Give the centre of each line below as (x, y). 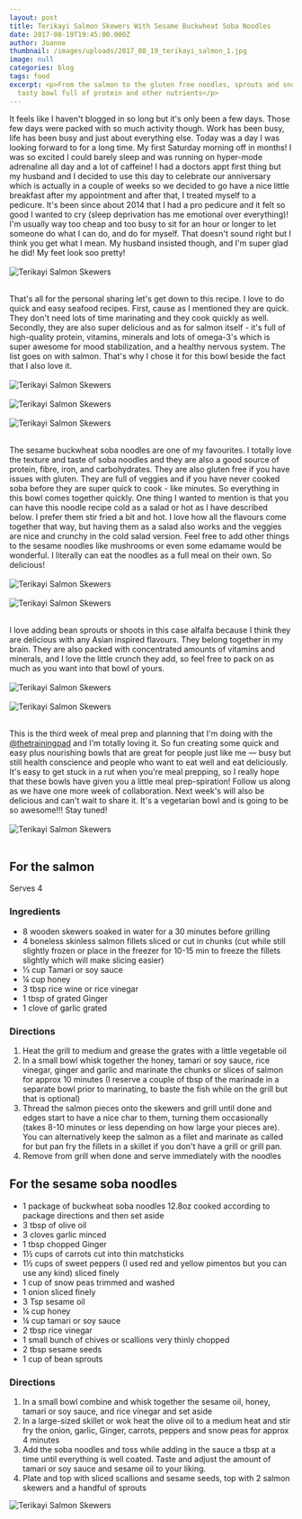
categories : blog (42, 68)
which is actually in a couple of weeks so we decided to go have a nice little (150, 185)
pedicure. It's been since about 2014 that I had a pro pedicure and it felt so (147, 204)
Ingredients (35, 912)
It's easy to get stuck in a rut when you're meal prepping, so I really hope (145, 771)
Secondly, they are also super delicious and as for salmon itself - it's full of (147, 327)
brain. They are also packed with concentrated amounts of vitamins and (142, 649)
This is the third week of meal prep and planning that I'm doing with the (141, 733)
